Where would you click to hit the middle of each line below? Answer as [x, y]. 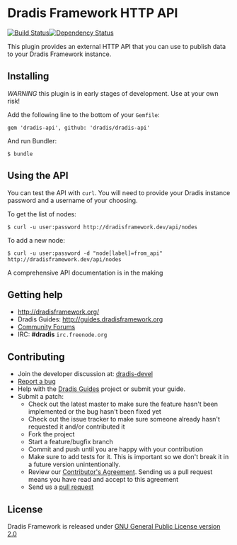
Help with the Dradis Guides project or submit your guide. [102, 389]
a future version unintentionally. [74, 464]
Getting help [35, 295]
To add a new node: [36, 240]
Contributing [36, 357]
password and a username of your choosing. [73, 200]
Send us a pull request [61, 487]
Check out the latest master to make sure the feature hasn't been [123, 404]
